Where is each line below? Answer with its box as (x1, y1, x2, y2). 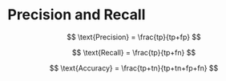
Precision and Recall (7, 6, 146, 24)
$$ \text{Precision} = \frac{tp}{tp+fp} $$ (67, 32, 201, 42)
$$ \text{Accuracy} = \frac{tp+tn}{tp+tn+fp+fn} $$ (49, 63, 219, 73)
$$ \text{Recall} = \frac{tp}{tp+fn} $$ (71, 47, 196, 57)
